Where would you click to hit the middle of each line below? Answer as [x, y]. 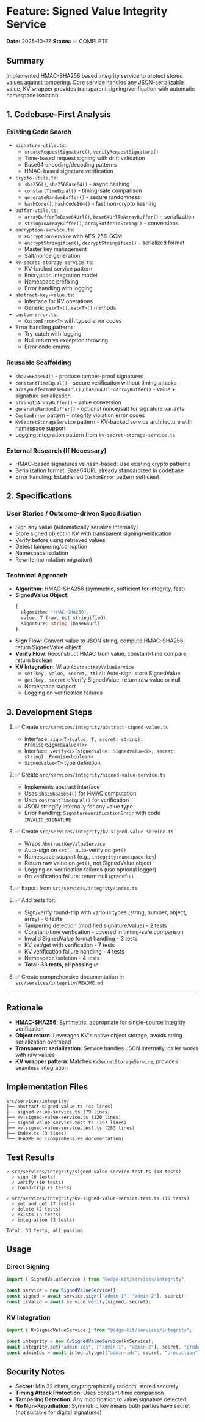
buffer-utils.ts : [37, 210]
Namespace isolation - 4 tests [62, 958]
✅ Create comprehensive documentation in [69, 977]
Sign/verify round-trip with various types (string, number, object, [106, 912]
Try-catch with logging [53, 334]
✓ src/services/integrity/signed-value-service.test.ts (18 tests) [94, 1172]
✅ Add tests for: [35, 900]
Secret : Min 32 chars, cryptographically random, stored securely [97, 1386]
